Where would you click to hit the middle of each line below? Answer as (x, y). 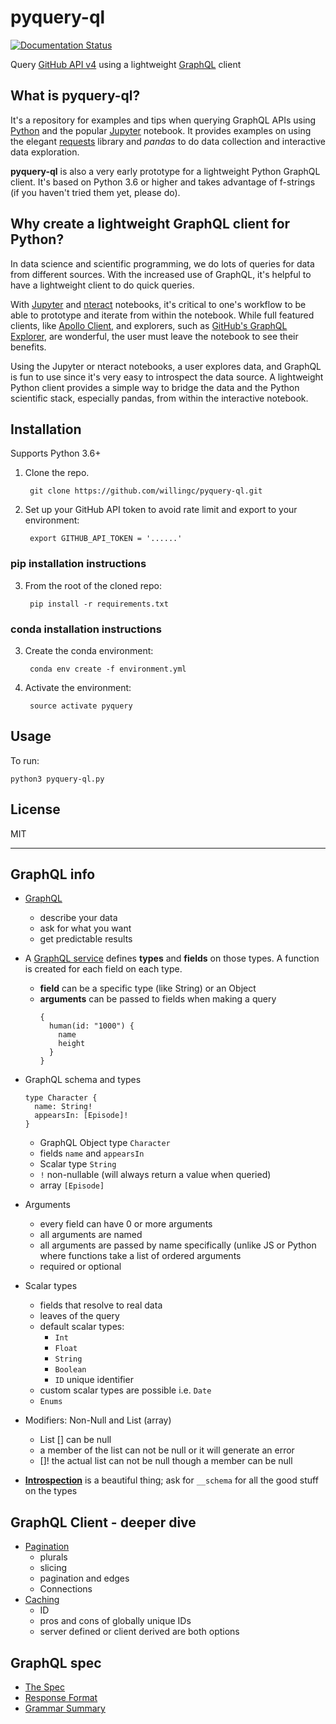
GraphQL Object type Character (105, 1143)
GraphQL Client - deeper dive (103, 1522)
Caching (42, 1600)
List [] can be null (75, 1440)
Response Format (61, 1698)
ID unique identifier (94, 1380)
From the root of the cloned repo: (93, 585)
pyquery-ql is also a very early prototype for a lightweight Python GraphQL (165, 171)
